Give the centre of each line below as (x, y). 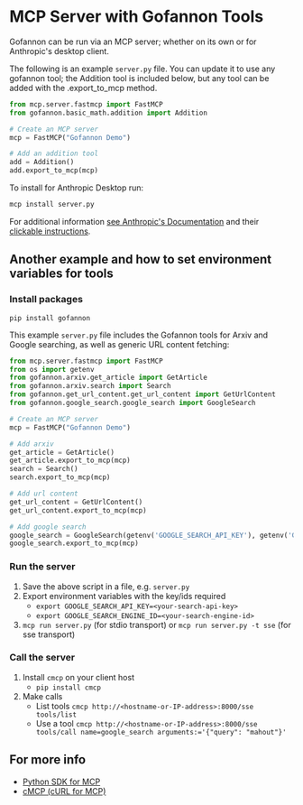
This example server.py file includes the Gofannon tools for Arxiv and (139, 335)
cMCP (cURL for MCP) (64, 791)
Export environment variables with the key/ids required (124, 596)
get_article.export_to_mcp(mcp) (70, 461)
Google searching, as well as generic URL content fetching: (119, 344)
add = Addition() (42, 162)
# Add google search (48, 527)
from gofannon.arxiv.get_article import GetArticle (108, 378)
